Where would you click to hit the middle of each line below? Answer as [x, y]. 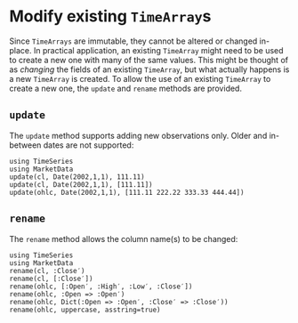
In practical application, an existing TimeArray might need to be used [158, 50]
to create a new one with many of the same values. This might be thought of [149, 60]
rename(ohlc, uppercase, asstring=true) [85, 310]
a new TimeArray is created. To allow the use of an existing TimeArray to [140, 78]
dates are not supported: [89, 145]
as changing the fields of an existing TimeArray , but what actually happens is [149, 69]
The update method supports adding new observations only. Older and [138, 135]
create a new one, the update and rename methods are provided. [126, 88]
